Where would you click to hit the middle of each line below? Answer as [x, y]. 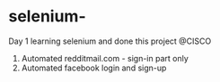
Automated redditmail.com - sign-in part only [105, 58]
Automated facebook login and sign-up [94, 68]
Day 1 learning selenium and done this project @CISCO [110, 41]
